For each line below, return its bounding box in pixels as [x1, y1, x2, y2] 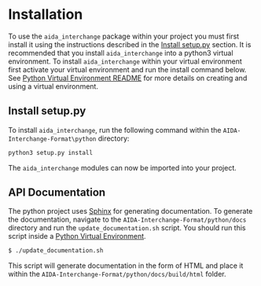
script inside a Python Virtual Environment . [8, 232, 147, 241]
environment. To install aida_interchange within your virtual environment [8, 57, 242, 66]
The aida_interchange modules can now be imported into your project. [8, 163, 237, 172]
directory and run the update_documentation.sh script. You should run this [8, 223, 246, 233]
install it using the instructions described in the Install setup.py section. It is [8, 39, 252, 49]
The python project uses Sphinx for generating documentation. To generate [8, 207, 253, 216]
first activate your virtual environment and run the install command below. [8, 64, 247, 74]
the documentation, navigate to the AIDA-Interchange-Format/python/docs [8, 214, 247, 225]
